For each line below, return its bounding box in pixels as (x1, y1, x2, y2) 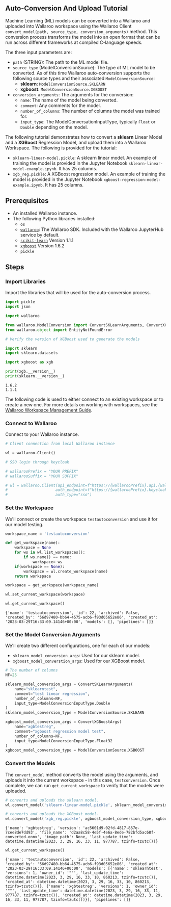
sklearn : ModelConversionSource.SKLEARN (20, 81, 106, 87)
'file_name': (39, 830, 67, 835)
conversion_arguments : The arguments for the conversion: (12, 91, 134, 97)
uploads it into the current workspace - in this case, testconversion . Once (5, 777, 160, 783)
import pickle (5, 299, 36, 305)
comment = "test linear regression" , (14, 691, 90, 696)
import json (5, 304, 31, 309)
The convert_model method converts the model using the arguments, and (5, 771, 158, 778)
